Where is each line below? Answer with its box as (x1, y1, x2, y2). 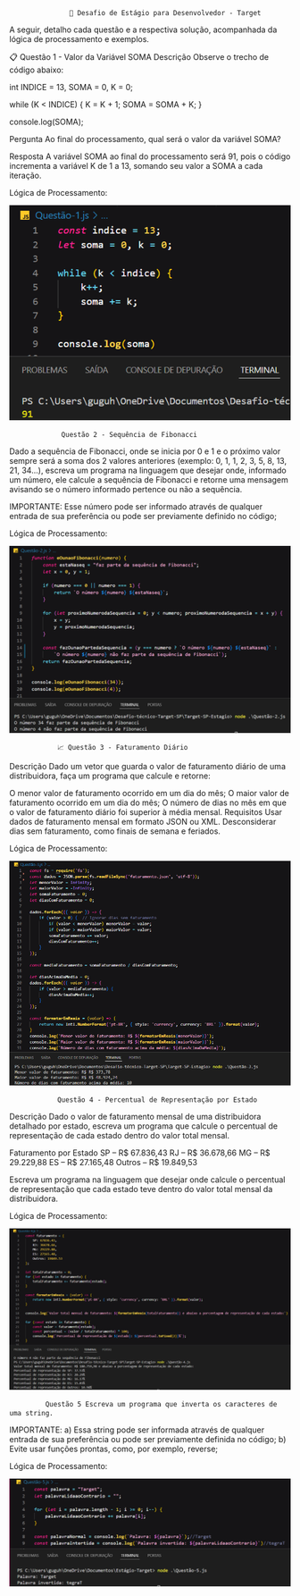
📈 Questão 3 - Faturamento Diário (56, 743, 188, 752)
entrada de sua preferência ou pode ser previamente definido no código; (9, 511, 277, 522)
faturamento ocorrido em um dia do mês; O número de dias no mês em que (9, 797, 287, 808)
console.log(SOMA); (9, 116, 84, 127)
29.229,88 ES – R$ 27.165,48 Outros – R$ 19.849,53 (9, 1156, 198, 1167)
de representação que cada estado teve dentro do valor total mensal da (9, 1183, 273, 1194)
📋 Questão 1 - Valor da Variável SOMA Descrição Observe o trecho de (9, 52, 270, 62)
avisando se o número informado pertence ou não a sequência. (9, 484, 243, 495)
